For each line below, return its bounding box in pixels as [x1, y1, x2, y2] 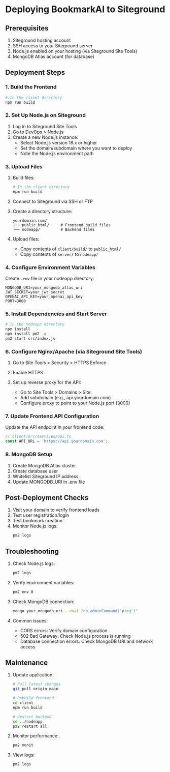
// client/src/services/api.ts [5, 434, 72, 439]
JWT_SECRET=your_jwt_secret [5, 290, 65, 295]
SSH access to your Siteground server [12, 43, 93, 49]
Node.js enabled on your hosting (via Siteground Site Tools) [12, 48, 138, 54]
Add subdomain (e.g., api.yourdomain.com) [20, 395, 111, 401]
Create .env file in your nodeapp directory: [5, 276, 94, 282]
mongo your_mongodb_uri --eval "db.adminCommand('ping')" [12, 608, 138, 613]
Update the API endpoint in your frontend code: [5, 424, 105, 430]
